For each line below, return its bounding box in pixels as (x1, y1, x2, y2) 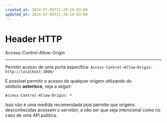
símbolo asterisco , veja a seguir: (5, 83, 73, 90)
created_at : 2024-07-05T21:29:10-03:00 (5, 7, 88, 12)
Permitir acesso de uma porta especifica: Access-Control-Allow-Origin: (5, 64, 153, 70)
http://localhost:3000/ (5, 69, 55, 75)
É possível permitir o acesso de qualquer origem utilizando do (5, 78, 132, 84)
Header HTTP (5, 33, 62, 45)
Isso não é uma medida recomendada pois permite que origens (5, 102, 135, 108)
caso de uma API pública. (5, 113, 58, 119)
